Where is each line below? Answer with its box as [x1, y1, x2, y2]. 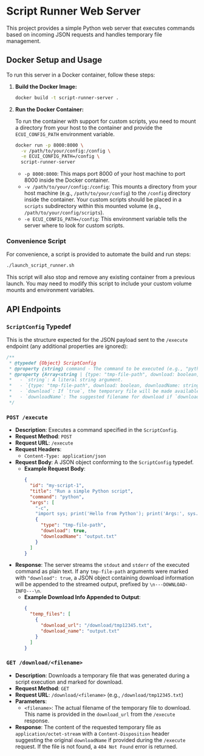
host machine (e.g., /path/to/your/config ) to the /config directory [24, 190, 191, 197]
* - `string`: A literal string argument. [8, 377, 123, 383]
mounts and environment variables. [6, 286, 95, 294]
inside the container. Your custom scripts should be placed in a [24, 196, 182, 203]
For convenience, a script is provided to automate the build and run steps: [6, 251, 191, 258]
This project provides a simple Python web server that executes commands [6, 24, 195, 32]
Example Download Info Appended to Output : [24, 594, 141, 601]
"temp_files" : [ [29, 611, 71, 617]
